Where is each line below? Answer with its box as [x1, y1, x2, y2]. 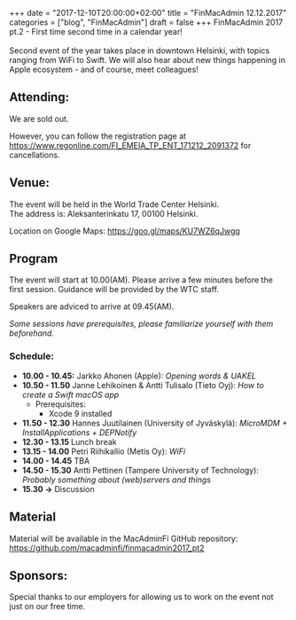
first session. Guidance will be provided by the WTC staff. [9, 284, 220, 295]
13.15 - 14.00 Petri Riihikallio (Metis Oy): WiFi [21, 446, 186, 457]
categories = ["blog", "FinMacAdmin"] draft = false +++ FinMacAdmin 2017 [9, 17, 284, 28]
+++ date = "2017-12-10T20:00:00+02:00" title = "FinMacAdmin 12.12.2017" [9, 8, 287, 18]
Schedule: [9, 350, 55, 362]
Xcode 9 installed [48, 408, 113, 418]
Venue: [9, 175, 51, 190]
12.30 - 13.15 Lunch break [21, 436, 117, 447]
